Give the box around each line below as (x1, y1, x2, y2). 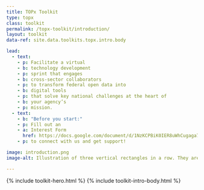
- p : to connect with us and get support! (17, 138, 126, 144)
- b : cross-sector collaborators (17, 76, 102, 83)
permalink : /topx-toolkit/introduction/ (6, 25, 110, 32)
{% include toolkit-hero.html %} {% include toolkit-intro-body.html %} (6, 177, 181, 184)
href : (22, 133, 36, 139)
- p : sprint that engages (17, 70, 83, 76)
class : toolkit (6, 20, 45, 26)
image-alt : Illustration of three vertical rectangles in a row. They (6, 155, 189, 161)
